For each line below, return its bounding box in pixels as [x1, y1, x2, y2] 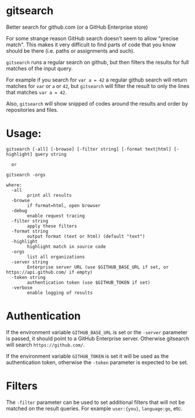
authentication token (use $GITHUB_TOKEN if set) [27, 280, 150, 286]
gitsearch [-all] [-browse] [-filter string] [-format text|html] [6, 146, 172, 152]
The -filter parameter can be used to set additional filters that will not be [6, 399, 185, 406]
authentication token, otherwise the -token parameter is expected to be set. [6, 359, 189, 366]
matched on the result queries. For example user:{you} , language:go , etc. [6, 405, 183, 412]
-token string [11, 274, 46, 280]
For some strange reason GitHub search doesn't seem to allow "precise [6, 35, 179, 42]
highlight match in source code [27, 243, 107, 250]
